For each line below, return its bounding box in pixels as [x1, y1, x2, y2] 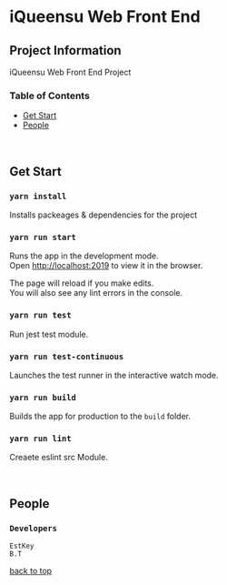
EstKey [9, 541, 35, 551]
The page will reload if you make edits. [9, 277, 154, 288]
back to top [9, 566, 53, 577]
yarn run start [9, 232, 77, 242]
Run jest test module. [9, 328, 89, 339]
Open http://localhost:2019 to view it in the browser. [9, 260, 203, 271]
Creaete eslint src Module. [9, 452, 109, 463]
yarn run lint [9, 434, 72, 444]
